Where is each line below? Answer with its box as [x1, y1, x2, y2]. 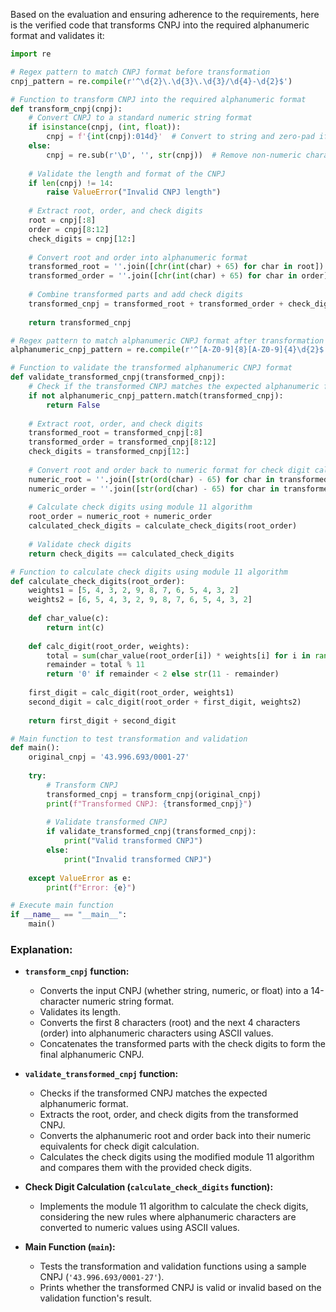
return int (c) [46, 622, 105, 633]
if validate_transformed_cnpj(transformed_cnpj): [46, 827, 257, 837]
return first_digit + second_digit [28, 715, 177, 726]
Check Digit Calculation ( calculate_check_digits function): [24, 1181, 274, 1193]
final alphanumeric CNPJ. [39, 1049, 145, 1061]
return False [46, 400, 101, 410]
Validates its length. [39, 1006, 122, 1018]
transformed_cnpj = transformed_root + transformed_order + [28, 299, 284, 309]
